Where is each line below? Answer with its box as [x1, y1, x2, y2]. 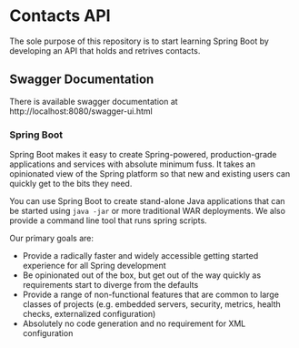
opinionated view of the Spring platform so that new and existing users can [9, 169, 291, 179]
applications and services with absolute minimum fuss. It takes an [9, 159, 256, 169]
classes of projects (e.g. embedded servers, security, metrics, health [22, 299, 282, 310]
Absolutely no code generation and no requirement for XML [22, 318, 246, 329]
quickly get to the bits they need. [9, 179, 133, 189]
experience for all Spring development [22, 261, 166, 271]
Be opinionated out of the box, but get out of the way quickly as [22, 270, 262, 281]
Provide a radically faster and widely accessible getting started [22, 251, 259, 261]
